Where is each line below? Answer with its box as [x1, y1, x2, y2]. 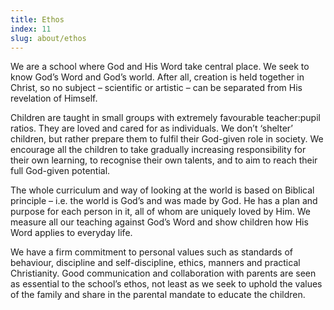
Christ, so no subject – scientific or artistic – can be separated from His [10, 82, 303, 94]
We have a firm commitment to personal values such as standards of [10, 246, 294, 258]
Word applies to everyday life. [10, 227, 133, 239]
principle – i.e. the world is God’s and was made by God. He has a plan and [10, 195, 318, 207]
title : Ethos [10, 14, 65, 25]
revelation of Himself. [10, 92, 98, 105]
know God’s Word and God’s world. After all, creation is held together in [10, 71, 305, 83]
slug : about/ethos [10, 33, 87, 43]
